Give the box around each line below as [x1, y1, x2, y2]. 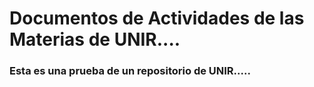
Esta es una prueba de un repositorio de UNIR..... [9, 64, 251, 78]
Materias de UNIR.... [9, 28, 181, 51]
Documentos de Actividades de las [9, 7, 305, 30]
